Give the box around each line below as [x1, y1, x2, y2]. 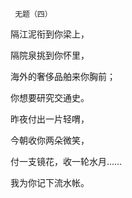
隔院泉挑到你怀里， [10, 49, 90, 61]
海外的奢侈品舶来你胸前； [10, 71, 116, 82]
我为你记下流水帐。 [10, 177, 90, 188]
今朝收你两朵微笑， [10, 134, 90, 146]
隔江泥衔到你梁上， [10, 28, 90, 40]
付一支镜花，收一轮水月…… [10, 156, 123, 167]
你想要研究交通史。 [10, 92, 90, 103]
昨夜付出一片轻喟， [10, 113, 90, 125]
